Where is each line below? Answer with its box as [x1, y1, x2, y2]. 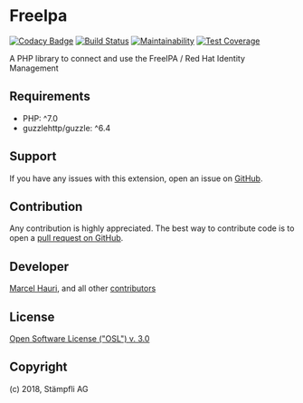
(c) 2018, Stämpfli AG [9, 383, 89, 394]
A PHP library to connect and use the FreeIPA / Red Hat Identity [9, 53, 246, 63]
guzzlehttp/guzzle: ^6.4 [22, 122, 111, 133]
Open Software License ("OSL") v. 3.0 [9, 333, 150, 344]
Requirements [9, 89, 90, 104]
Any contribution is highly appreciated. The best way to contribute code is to [9, 223, 295, 234]
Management [9, 62, 59, 73]
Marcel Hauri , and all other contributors [9, 283, 156, 294]
